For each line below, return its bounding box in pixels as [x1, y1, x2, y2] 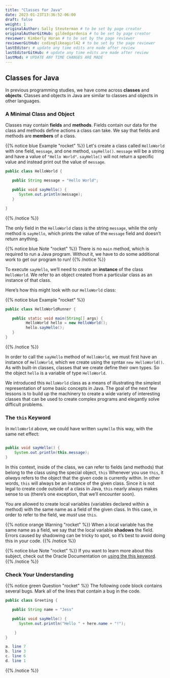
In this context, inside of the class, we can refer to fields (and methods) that [5, 464, 163, 470]
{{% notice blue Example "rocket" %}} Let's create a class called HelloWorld [5, 143, 165, 149]
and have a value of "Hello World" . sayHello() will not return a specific [5, 154, 154, 160]
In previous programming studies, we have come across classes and [5, 87, 150, 93]
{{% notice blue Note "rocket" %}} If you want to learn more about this [5, 547, 153, 553]
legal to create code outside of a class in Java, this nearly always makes [5, 485, 158, 491]
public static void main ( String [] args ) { [12, 316, 103, 321]
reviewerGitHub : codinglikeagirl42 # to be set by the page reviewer [5, 41, 156, 46]
